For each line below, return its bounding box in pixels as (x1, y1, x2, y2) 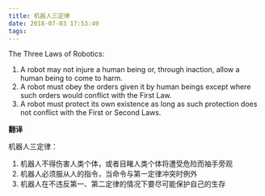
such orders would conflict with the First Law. (19, 91, 172, 100)
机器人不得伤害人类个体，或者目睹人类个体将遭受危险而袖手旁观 (19, 159, 233, 168)
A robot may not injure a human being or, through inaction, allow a (19, 65, 240, 75)
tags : (8, 27, 27, 35)
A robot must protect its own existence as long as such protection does (19, 99, 258, 109)
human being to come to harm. (19, 74, 123, 83)
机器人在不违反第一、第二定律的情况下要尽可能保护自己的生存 (19, 179, 226, 189)
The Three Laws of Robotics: (8, 49, 105, 59)
